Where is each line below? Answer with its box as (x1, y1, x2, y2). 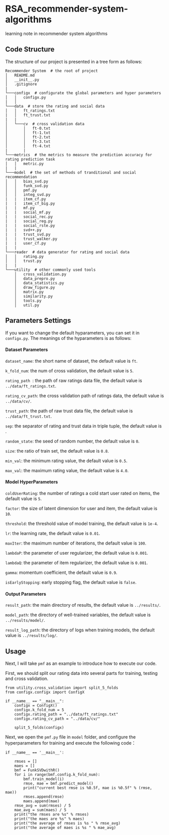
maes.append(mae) (23, 799, 60, 804)
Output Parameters (5, 591, 46, 597)
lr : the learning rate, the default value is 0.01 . (5, 530, 100, 536)
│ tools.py (14, 298, 42, 303)
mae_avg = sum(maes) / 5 (14, 807, 67, 812)
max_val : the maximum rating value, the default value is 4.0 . (5, 467, 129, 473)
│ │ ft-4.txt (5, 143, 51, 149)
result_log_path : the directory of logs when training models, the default (5, 627, 155, 633)
